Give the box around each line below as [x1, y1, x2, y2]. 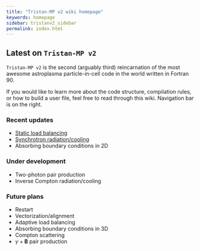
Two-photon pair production [14, 171, 86, 178]
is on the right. [6, 101, 42, 108]
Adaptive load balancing [14, 219, 75, 226]
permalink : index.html [6, 25, 63, 32]
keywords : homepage [6, 14, 55, 20]
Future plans [6, 192, 44, 201]
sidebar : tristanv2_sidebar [6, 20, 77, 26]
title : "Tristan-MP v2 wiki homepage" [6, 8, 104, 15]
